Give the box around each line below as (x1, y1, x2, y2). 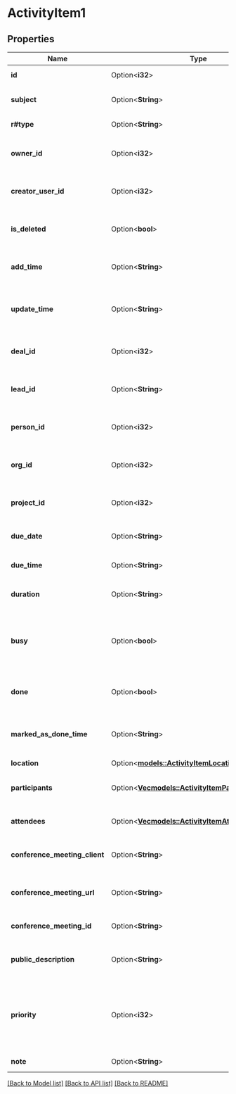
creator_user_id (11, 187, 65, 196)
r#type (11, 120, 34, 129)
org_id (11, 460, 33, 470)
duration (11, 589, 40, 599)
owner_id (11, 149, 43, 158)
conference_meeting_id (11, 921, 92, 931)
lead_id (11, 384, 36, 394)
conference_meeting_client (11, 850, 105, 860)
